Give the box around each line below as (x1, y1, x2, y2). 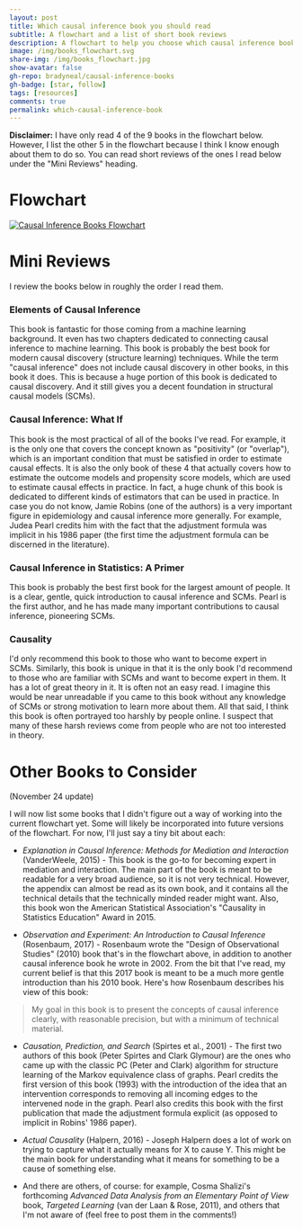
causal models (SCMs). (9, 390, 96, 401)
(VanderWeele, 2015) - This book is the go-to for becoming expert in (22, 855, 277, 866)
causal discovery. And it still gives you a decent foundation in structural (9, 381, 274, 392)
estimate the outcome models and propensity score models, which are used (9, 471, 291, 482)
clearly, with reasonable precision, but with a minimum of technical (31, 1014, 280, 1025)
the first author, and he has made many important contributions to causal (9, 601, 280, 612)
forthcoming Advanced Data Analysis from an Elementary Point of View (22, 1190, 289, 1201)
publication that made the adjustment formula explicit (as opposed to (22, 1108, 279, 1118)
